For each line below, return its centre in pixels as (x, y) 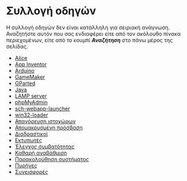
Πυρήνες (26, 166)
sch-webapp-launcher (42, 108)
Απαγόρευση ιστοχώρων (45, 121)
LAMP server (31, 96)
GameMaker (30, 77)
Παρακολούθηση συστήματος (52, 159)
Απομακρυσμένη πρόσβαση (49, 127)
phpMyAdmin (31, 102)
